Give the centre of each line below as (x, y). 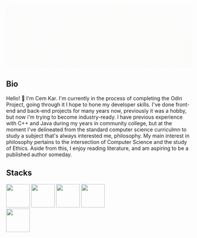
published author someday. (39, 154)
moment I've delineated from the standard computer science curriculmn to (96, 129)
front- (183, 104)
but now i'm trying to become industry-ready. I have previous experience (94, 117)
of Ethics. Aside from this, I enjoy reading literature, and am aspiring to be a (97, 148)
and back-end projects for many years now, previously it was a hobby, (102, 110)
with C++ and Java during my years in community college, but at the (89, 123)
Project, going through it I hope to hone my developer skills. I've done (90, 104)
